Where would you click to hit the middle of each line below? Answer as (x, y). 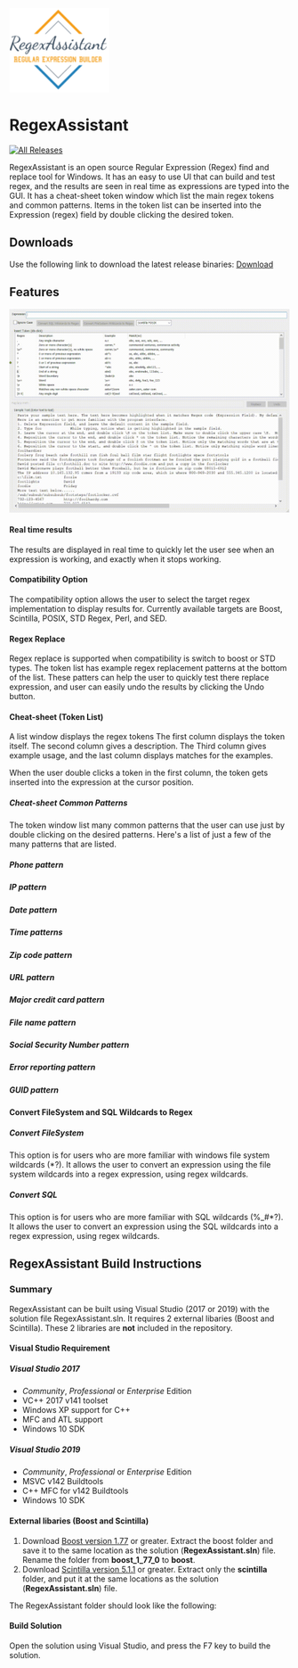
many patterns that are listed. (63, 844)
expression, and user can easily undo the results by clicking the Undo (137, 687)
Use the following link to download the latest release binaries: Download (141, 264)
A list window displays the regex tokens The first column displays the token (147, 737)
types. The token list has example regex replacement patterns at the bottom (148, 668)
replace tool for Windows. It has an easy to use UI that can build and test (142, 177)
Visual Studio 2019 (45, 1449)
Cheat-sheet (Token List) (56, 716)
